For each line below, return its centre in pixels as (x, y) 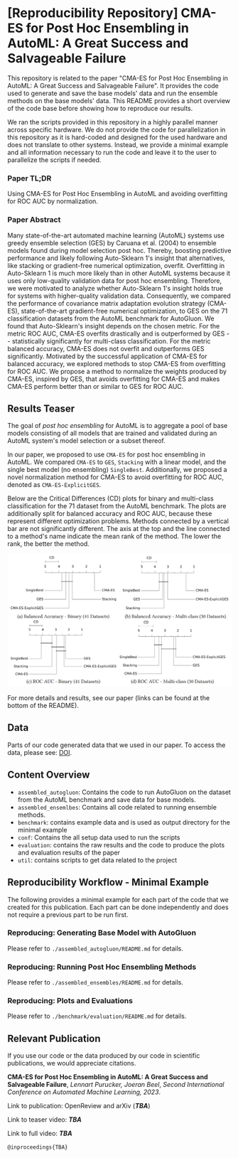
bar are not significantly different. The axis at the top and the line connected (119, 529)
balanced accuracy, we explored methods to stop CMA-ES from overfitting (117, 363)
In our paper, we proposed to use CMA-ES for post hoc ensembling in (107, 455)
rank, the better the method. (49, 544)
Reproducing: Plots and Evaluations (70, 1001)
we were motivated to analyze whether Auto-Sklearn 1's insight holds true (115, 288)
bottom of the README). (43, 706)
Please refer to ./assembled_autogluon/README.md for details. (95, 948)
